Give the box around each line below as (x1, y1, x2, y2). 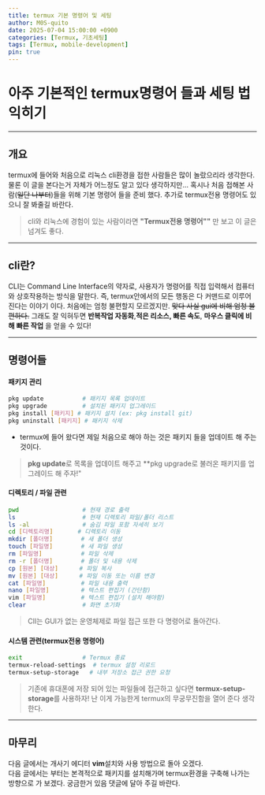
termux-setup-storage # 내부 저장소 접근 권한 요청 (8, 669, 170, 677)
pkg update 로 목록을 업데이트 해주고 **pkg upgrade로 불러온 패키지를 (27, 459, 247, 468)
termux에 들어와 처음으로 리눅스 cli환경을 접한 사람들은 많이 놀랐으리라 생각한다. (8, 170, 255, 180)
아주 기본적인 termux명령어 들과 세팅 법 (8, 84, 251, 102)
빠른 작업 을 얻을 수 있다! (16, 321, 92, 330)
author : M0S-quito (8, 19, 69, 27)
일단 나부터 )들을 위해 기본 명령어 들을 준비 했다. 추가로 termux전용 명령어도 (17, 190, 248, 199)
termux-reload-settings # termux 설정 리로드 (8, 661, 156, 670)
